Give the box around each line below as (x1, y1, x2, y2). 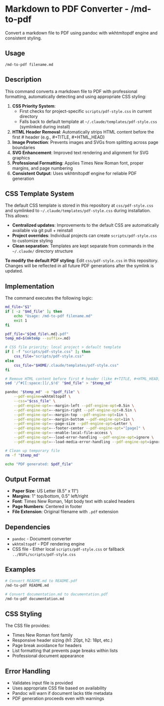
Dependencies (5, 523, 50, 531)
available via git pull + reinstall (12, 228, 73, 234)
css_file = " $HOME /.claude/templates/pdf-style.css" (14, 363, 119, 368)
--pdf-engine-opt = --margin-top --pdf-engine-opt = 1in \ (14, 412, 128, 417)
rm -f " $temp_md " (5, 452, 41, 458)
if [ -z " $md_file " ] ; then (5, 309, 62, 314)
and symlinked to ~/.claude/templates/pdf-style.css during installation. (5, 208, 151, 214)
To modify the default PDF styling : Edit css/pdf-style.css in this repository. (5, 257, 159, 264)
